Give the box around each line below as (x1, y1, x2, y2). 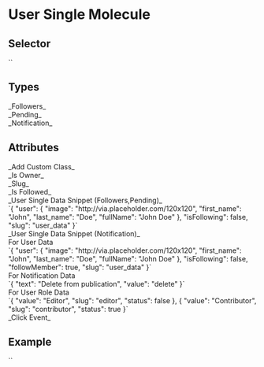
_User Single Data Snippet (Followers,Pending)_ (8, 195, 163, 205)
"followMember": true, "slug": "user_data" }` (8, 262, 152, 272)
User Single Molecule (8, 6, 151, 24)
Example (8, 335, 52, 349)
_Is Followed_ (8, 187, 52, 196)
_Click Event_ (8, 313, 51, 322)
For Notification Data (8, 270, 76, 280)
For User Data (8, 237, 54, 247)
